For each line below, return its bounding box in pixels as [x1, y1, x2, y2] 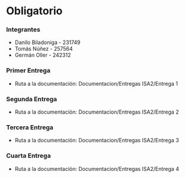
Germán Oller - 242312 [14, 52, 71, 59]
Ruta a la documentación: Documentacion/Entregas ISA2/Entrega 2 [14, 108, 179, 115]
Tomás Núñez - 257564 [14, 45, 73, 52]
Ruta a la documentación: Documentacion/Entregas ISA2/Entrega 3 [14, 137, 179, 144]
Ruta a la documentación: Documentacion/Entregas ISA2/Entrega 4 [14, 165, 180, 172]
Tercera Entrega [6, 123, 53, 132]
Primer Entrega [6, 67, 50, 75]
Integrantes [6, 26, 40, 34]
